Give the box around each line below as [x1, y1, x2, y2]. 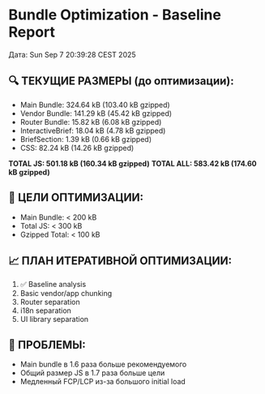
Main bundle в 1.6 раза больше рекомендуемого [19, 359, 187, 370]
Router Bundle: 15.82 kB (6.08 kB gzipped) [19, 117, 162, 126]
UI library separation [19, 315, 89, 324]
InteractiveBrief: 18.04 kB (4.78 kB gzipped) [19, 126, 166, 135]
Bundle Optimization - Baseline [8, 6, 221, 24]
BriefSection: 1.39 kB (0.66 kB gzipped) [19, 134, 152, 143]
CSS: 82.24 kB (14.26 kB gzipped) [19, 143, 135, 152]
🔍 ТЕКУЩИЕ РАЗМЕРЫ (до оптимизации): [8, 75, 235, 88]
